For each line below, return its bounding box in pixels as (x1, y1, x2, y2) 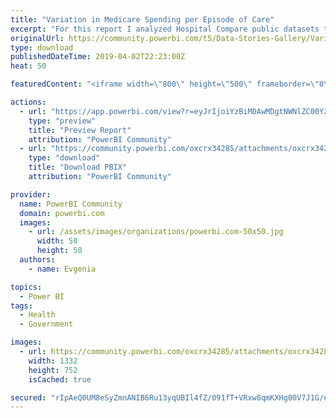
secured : (10, 392, 47, 403)
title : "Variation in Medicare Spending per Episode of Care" (10, 14, 275, 25)
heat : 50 (10, 61, 47, 71)
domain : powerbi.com (19, 208, 105, 218)
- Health (19, 310, 56, 320)
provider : (10, 189, 52, 200)
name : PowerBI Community (19, 199, 123, 209)
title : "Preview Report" (28, 125, 132, 135)
